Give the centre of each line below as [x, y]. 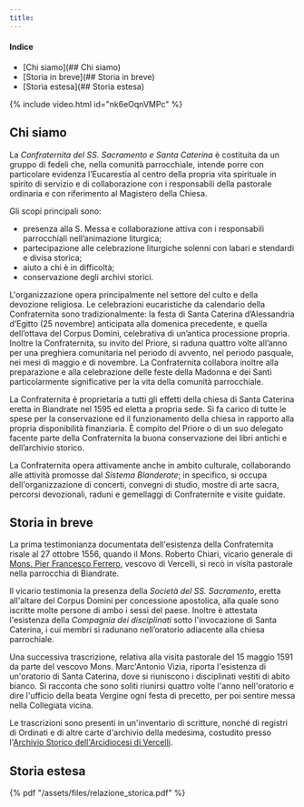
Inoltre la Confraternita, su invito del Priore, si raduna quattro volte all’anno [148, 343]
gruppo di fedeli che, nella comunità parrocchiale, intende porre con [137, 164]
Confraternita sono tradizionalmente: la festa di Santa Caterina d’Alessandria [152, 314]
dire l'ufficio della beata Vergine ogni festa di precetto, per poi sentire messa [152, 696]
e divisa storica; [52, 257]
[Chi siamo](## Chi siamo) [71, 67]
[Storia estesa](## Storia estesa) [83, 86]
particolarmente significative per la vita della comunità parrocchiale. [137, 381]
